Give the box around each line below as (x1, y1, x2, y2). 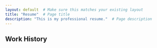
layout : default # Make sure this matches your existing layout (5, 7, 143, 12)
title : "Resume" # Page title (5, 12, 70, 17)
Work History (5, 35, 47, 43)
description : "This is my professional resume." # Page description (5, 16, 153, 21)
